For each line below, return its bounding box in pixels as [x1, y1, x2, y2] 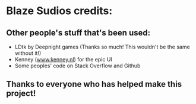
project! [6, 89, 36, 99]
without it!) [14, 50, 42, 57]
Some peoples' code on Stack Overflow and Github [14, 62, 141, 69]
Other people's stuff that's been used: [6, 28, 150, 38]
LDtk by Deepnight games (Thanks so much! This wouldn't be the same [14, 43, 190, 50]
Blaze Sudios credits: [6, 4, 113, 18]
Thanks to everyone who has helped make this [6, 79, 182, 89]
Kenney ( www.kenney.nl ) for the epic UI [14, 56, 113, 63]
